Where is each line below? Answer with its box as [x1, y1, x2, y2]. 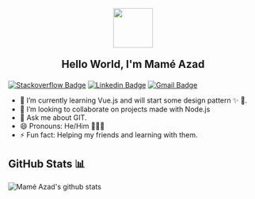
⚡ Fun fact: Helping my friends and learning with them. [19, 130, 198, 140]
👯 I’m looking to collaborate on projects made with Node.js [19, 104, 211, 115]
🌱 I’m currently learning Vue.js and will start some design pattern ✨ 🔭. [19, 96, 248, 105]
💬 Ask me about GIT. [19, 113, 87, 122]
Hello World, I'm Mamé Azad [61, 58, 205, 71]
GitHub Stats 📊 [8, 157, 86, 171]
